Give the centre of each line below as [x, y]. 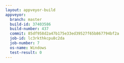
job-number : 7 [25, 43]
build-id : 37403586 [30, 24]
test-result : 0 [26, 52]
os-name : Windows [28, 48]
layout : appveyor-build [30, 10]
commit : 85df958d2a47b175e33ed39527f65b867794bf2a [65, 34]
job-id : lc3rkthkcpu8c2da [37, 39]
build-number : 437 [29, 29]
